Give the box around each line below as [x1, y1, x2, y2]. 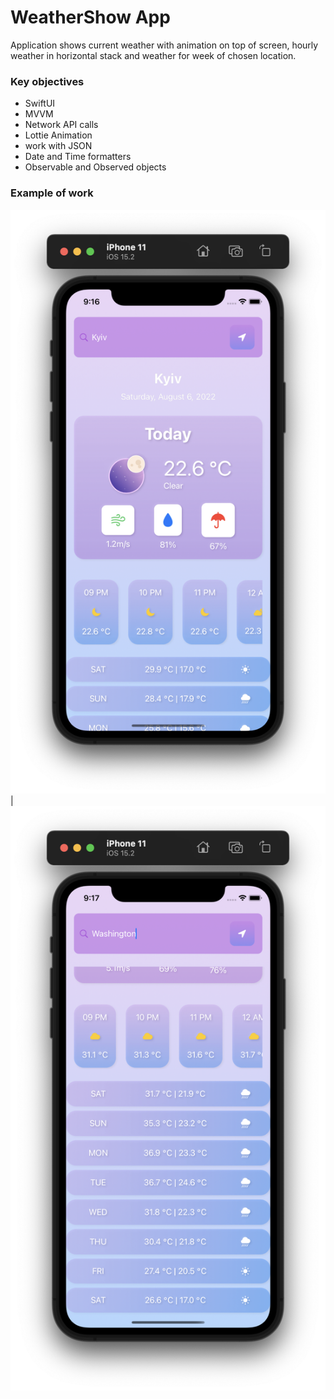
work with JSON [24, 140, 93, 152]
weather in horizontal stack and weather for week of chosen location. [10, 49, 297, 61]
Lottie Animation [24, 129, 93, 141]
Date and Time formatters [24, 151, 132, 163]
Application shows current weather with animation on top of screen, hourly [10, 39, 319, 51]
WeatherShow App [10, 6, 171, 29]
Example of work [10, 186, 94, 200]
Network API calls [24, 119, 99, 131]
